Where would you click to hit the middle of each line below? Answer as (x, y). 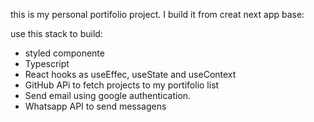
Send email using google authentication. (108, 95)
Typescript (47, 63)
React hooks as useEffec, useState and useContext (130, 74)
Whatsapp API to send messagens (95, 106)
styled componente (64, 53)
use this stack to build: (56, 33)
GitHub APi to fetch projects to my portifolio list (122, 85)
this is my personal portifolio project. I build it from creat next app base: (157, 14)
